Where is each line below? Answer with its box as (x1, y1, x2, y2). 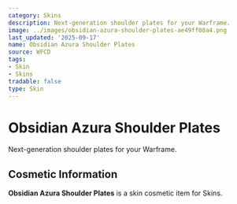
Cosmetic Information (8, 167, 118, 181)
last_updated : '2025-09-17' (8, 33, 101, 42)
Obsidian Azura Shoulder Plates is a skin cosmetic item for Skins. (8, 188, 223, 198)
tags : (8, 56, 26, 64)
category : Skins (8, 11, 61, 20)
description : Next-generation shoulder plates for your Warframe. (8, 19, 231, 27)
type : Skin (8, 84, 44, 93)
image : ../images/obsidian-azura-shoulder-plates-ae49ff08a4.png (8, 26, 227, 34)
